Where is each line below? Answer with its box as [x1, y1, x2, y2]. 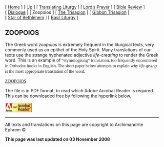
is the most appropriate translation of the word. [5, 68, 85, 74]
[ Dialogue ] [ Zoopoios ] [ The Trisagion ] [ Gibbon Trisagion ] [5, 9, 129, 15]
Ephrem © [5, 126, 26, 132]
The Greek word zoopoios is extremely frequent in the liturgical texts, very [5, 42, 155, 47]
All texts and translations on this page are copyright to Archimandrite [5, 122, 143, 127]
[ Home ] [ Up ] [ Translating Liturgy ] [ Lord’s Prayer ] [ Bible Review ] [5, 4, 145, 10]
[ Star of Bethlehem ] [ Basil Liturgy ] [5, 15, 79, 20]
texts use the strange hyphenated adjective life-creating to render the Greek [5, 52, 159, 58]
